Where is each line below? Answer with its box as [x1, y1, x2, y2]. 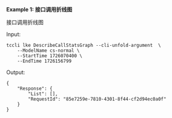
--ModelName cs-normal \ [17, 48, 80, 54]
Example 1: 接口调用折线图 [6, 6, 73, 13]
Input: [6, 31, 21, 38]
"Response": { [17, 85, 53, 92]
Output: [6, 69, 25, 76]
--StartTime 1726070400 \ [17, 53, 83, 59]
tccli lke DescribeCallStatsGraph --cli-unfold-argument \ [6, 42, 162, 48]
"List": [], [28, 91, 59, 97]
